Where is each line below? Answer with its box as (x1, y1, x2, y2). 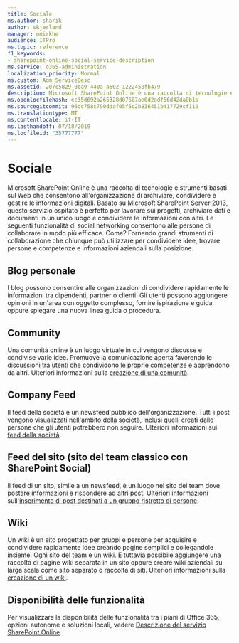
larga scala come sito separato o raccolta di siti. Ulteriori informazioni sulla (7, 566, 226, 575)
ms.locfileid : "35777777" (7, 129, 84, 137)
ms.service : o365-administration (7, 63, 107, 70)
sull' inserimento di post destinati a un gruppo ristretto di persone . (7, 496, 199, 505)
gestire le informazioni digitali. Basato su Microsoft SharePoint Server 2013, (7, 198, 228, 207)
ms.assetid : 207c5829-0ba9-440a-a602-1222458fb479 (7, 83, 161, 90)
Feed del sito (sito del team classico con (7, 451, 188, 463)
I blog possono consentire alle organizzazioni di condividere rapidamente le (7, 284, 229, 292)
